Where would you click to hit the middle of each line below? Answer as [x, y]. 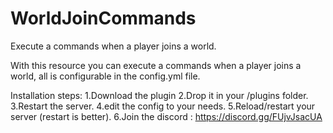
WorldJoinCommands [103, 18]
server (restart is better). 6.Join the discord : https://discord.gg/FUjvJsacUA [166, 116]
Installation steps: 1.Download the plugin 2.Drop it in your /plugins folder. [159, 95]
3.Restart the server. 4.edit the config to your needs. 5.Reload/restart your [163, 106]
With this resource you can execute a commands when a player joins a [156, 65]
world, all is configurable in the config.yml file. [105, 76]
